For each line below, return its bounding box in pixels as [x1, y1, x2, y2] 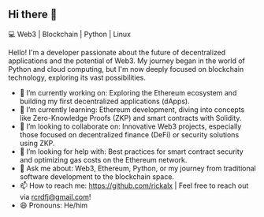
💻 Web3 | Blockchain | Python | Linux [8, 29, 132, 39]
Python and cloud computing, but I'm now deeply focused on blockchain [8, 64, 244, 73]
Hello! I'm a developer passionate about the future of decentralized [8, 47, 226, 57]
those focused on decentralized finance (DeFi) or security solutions [19, 129, 240, 139]
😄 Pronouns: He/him [19, 200, 88, 210]
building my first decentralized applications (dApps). [19, 96, 191, 106]
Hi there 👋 [8, 8, 58, 21]
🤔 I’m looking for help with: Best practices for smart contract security [19, 147, 244, 156]
